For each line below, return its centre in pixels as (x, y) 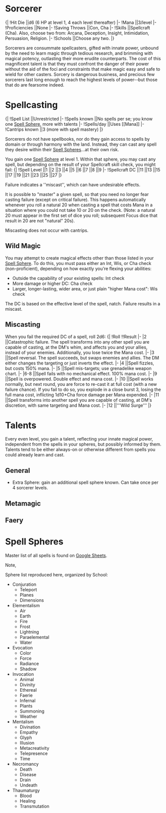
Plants (26, 706)
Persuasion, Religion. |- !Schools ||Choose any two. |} (60, 38)
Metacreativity (34, 748)
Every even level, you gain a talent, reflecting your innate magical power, (79, 439)
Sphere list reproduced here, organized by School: (56, 574)
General (18, 470)
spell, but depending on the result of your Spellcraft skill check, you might (81, 164)
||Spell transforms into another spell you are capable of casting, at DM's (79, 400)
